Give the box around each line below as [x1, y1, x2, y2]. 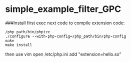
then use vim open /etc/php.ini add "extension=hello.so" [5, 51, 121, 57]
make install [5, 42, 32, 48]
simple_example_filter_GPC [5, 3, 121, 15]
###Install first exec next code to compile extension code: [5, 20, 125, 26]
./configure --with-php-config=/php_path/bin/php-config [5, 34, 126, 39]
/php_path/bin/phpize [5, 29, 50, 34]
